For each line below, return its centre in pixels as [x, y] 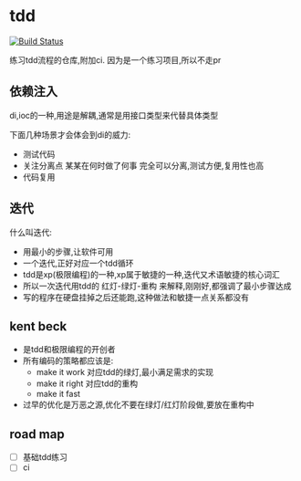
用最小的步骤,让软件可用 [68, 251]
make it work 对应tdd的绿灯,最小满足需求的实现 [125, 372]
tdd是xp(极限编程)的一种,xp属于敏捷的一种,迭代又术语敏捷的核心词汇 [151, 274]
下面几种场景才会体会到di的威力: [70, 134]
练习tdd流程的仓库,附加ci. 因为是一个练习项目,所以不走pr [115, 59]
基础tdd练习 [45, 457]
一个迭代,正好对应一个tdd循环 [78, 263]
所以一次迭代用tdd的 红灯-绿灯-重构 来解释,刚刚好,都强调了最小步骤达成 [157, 286]
